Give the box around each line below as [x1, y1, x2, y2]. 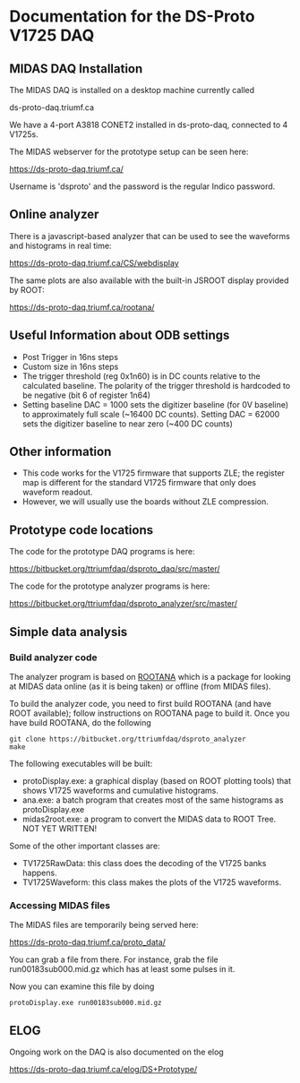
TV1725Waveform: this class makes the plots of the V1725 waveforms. [21, 876, 282, 888]
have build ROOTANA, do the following [9, 717, 152, 727]
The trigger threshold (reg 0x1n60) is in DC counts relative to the [21, 370, 261, 382]
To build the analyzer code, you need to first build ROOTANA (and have [9, 698, 271, 709]
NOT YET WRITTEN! [21, 822, 98, 834]
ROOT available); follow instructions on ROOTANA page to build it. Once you [9, 708, 290, 718]
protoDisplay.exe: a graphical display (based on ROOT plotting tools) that [21, 775, 291, 786]
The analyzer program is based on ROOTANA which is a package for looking [9, 671, 291, 682]
